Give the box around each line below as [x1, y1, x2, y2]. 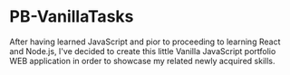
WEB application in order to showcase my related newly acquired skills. [9, 55, 275, 66]
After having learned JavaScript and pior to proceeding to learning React [9, 36, 281, 47]
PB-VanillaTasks [9, 6, 134, 27]
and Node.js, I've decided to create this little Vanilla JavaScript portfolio [9, 45, 276, 56]
